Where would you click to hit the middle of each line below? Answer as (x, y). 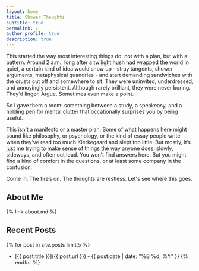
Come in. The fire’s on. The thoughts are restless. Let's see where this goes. (99, 179)
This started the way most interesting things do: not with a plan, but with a (97, 56)
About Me (25, 197)
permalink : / (22, 28)
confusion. (19, 167)
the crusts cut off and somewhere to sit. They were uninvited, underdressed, (100, 81)
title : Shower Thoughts (36, 17)
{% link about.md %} (32, 212)
